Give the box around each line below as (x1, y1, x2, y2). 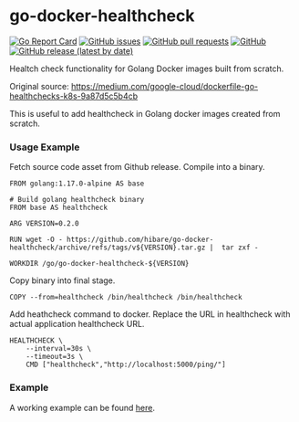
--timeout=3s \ (26, 353, 84, 362)
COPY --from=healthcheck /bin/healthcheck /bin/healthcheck (9, 293, 243, 302)
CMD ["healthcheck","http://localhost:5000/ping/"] (26, 360, 226, 370)
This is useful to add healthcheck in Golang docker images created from (9, 108, 281, 119)
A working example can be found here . (9, 402, 156, 413)
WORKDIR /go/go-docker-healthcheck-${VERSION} (9, 259, 190, 269)
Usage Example (9, 141, 80, 153)
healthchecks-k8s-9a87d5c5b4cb (9, 90, 139, 101)
